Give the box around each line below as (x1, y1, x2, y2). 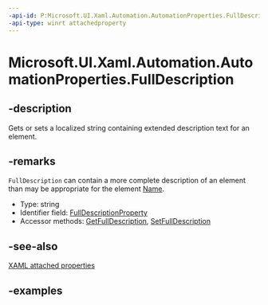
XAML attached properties (8, 260, 96, 271)
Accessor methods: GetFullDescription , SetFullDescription (19, 217, 211, 226)
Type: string (19, 200, 60, 209)
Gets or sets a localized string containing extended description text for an (8, 123, 250, 132)
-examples (8, 283, 63, 297)
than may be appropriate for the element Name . (8, 184, 165, 194)
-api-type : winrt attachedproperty (8, 19, 127, 27)
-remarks (8, 154, 56, 168)
